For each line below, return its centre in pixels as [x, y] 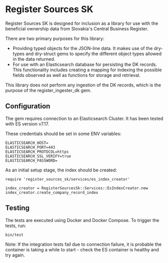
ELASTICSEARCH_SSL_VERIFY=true [38, 156]
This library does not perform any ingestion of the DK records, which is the [83, 85]
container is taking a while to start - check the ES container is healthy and [82, 249]
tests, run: [16, 226]
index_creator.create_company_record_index [52, 192]
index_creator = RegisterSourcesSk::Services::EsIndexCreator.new [77, 188]
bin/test [14, 235]
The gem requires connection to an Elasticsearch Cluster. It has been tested [84, 118]
